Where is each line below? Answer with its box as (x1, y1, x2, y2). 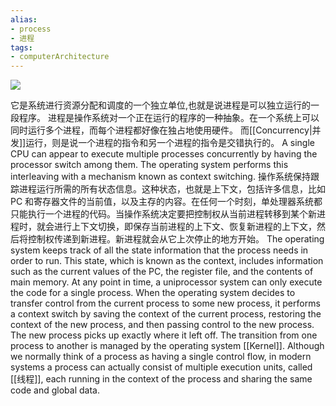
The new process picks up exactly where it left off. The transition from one (10, 329, 318, 341)
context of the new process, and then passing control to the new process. (10, 319, 315, 331)
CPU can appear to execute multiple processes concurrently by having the (10, 148, 318, 160)
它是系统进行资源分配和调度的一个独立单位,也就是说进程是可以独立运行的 (10, 99, 312, 111)
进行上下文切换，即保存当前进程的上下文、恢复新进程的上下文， (53, 221, 317, 233)
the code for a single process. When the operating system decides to (10, 287, 296, 299)
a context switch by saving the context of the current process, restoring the (10, 308, 322, 320)
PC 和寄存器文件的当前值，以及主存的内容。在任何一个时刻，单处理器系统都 (10, 196, 323, 208)
